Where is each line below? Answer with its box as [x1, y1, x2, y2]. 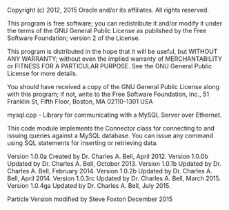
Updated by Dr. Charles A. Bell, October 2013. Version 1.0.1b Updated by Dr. [7, 160, 222, 168]
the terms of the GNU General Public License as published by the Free [7, 27, 207, 35]
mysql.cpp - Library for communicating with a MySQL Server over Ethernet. [7, 111, 222, 119]
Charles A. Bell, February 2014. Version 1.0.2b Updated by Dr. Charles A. [7, 167, 212, 175]
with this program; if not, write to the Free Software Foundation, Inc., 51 [7, 90, 209, 98]
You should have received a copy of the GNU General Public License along [7, 83, 219, 90]
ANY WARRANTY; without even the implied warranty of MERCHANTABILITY [7, 55, 223, 63]
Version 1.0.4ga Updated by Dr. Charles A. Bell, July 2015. [7, 182, 171, 189]
